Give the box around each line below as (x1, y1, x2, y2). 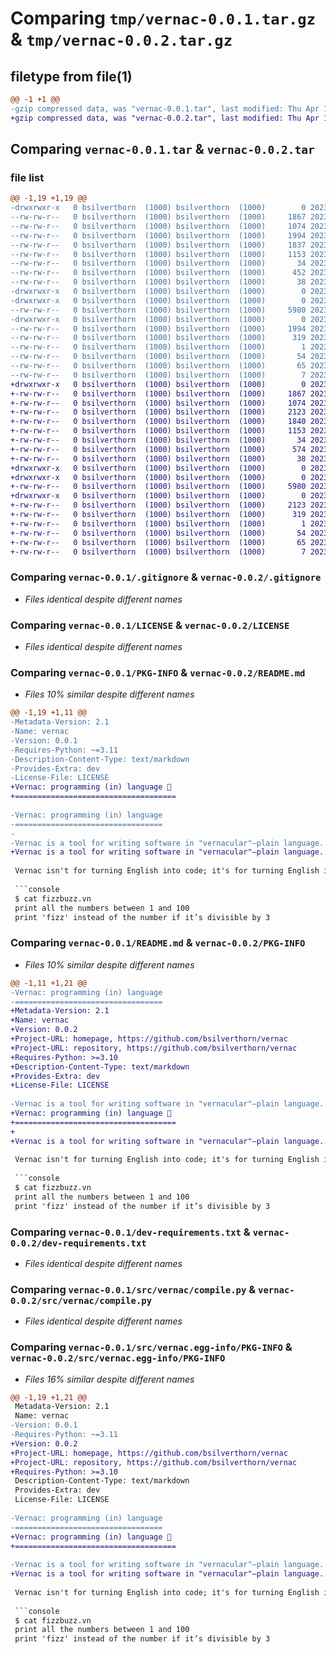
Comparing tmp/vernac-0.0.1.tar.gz (10, 7, 317, 30)
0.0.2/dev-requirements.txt (10, 1237, 147, 1249)
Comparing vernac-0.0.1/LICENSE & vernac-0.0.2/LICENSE (10, 618, 290, 632)
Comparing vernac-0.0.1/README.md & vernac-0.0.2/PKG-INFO (10, 936, 306, 950)
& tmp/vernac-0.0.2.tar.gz (10, 28, 233, 51)
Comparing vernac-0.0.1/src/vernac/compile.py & (10, 1282, 257, 1296)
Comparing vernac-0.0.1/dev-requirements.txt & (10, 1225, 251, 1239)
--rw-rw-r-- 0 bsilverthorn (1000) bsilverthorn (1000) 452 (10, 268, 307, 278)
